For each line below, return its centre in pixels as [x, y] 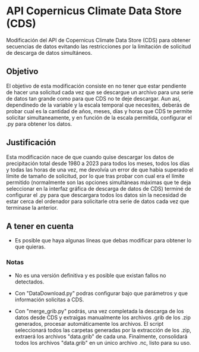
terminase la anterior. [32, 207]
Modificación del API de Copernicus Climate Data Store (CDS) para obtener [99, 40]
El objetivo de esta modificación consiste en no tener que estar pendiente [96, 86]
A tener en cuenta [40, 226]
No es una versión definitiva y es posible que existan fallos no [90, 275]
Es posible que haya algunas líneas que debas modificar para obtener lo [103, 241]
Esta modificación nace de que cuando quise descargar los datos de [90, 157]
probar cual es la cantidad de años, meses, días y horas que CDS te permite [99, 111]
